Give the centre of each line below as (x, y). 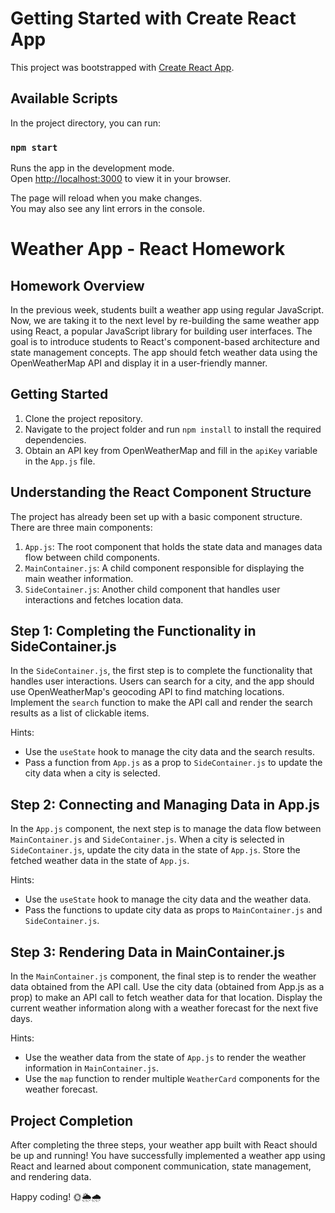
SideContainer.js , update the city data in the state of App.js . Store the (155, 850)
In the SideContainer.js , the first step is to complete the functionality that (161, 671)
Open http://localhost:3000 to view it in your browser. (121, 179)
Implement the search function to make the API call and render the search (161, 703)
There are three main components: (81, 527)
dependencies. (55, 439)
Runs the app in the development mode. (92, 168)
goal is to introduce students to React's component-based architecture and (165, 342)
